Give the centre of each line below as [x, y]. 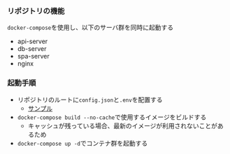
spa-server [34, 56]
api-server [33, 41]
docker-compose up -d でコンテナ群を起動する [82, 143]
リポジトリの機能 [36, 10]
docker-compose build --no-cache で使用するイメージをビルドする [112, 117]
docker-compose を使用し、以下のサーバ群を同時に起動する [91, 28]
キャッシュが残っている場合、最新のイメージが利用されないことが [123, 125]
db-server [32, 49]
